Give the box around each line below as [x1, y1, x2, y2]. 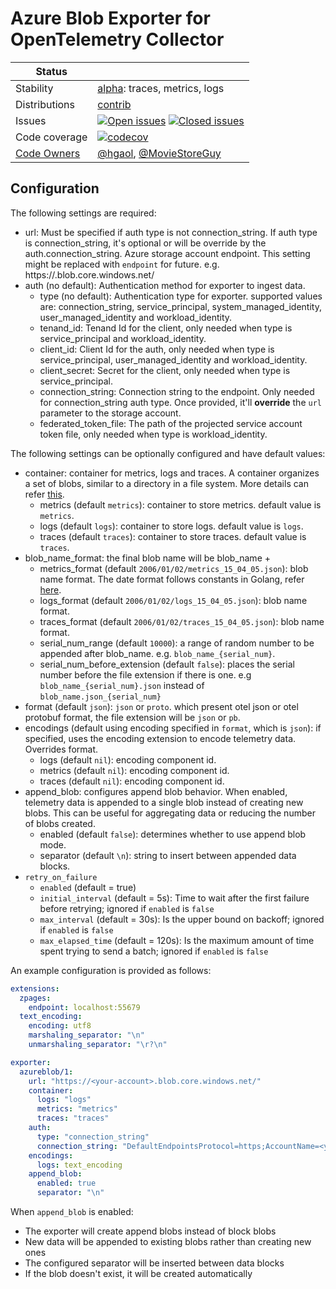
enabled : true [36, 1178, 97, 1189]
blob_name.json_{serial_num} [39, 692, 162, 702]
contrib [97, 97, 132, 111]
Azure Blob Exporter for [10, 7, 211, 30]
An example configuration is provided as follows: [10, 964, 212, 976]
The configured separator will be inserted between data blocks [24, 1257, 285, 1269]
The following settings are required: [10, 207, 157, 219]
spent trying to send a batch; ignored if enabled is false [39, 945, 269, 957]
